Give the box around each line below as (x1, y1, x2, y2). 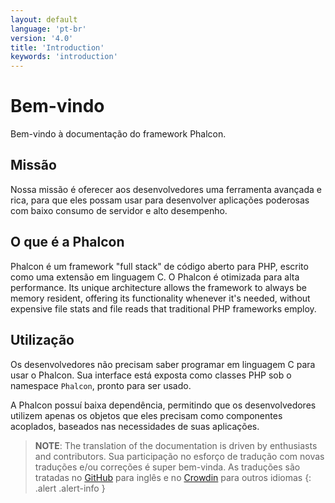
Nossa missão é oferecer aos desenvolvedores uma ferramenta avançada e (10, 183, 322, 195)
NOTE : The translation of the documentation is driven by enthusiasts (34, 439, 318, 451)
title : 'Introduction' (10, 42, 105, 53)
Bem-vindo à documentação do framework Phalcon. (10, 128, 227, 140)
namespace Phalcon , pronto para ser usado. (10, 379, 192, 391)
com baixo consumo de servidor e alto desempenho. (10, 204, 228, 216)
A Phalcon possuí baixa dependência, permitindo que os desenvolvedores (10, 399, 317, 411)
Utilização (10, 332, 75, 349)
